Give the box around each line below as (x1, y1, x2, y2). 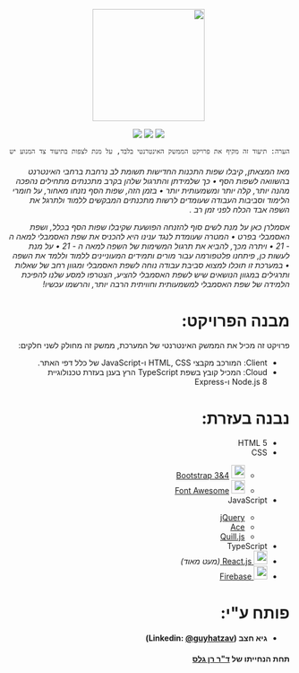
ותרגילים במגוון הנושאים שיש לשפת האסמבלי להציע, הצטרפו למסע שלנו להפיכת (21, 269, 290, 280)
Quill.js (220, 531, 245, 542)
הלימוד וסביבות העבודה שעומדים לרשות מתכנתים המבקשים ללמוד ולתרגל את (29, 195, 290, 205)
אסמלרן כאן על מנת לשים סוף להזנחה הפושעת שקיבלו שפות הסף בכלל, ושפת (29, 222, 290, 232)
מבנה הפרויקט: (181, 310, 290, 331)
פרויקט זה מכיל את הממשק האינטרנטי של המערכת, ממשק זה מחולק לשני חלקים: (18, 340, 290, 351)
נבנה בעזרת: (201, 408, 290, 428)
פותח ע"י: (220, 602, 290, 623)
